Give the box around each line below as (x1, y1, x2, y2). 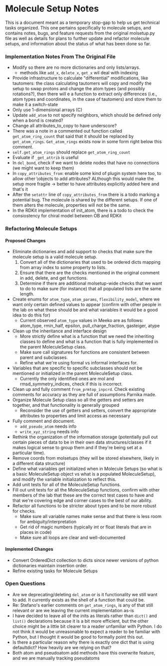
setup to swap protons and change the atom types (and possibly (12, 86, 146, 92)
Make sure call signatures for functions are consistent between (19, 349, 150, 355)
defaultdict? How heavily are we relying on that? (12, 644, 112, 651)
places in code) (19, 529, 52, 535)
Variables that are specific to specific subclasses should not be (12, 365, 143, 371)
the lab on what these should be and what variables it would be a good (12, 307, 158, 313)
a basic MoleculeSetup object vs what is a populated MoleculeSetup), (12, 471, 156, 477)
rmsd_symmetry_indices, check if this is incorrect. (19, 381, 123, 387)
